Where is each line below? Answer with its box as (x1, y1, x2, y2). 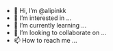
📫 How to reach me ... (13, 37, 77, 44)
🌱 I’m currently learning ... (13, 21, 87, 29)
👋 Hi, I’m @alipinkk (13, 7, 66, 14)
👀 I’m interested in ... (13, 14, 72, 22)
